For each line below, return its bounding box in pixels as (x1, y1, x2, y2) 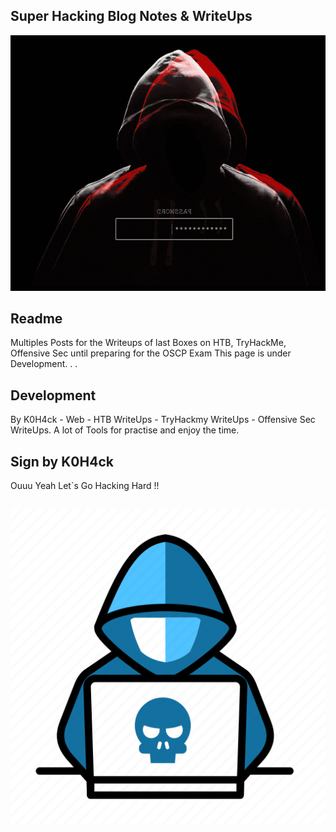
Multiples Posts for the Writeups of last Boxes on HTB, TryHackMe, (10, 337, 287, 349)
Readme (10, 310, 63, 327)
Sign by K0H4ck (10, 453, 114, 470)
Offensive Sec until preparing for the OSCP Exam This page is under (10, 347, 292, 359)
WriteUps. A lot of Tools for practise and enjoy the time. (10, 424, 240, 436)
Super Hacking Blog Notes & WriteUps (10, 8, 253, 25)
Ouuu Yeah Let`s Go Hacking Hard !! (10, 479, 160, 491)
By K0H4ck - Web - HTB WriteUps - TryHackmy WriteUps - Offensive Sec (10, 414, 316, 426)
